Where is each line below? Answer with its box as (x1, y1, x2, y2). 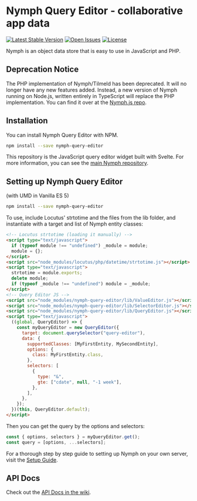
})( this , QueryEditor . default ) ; (11, 406, 91, 412)
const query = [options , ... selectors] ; (6, 439, 107, 445)
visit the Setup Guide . (6, 456, 58, 463)
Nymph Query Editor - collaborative (6, 4, 184, 18)
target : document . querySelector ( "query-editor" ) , (21, 330, 145, 336)
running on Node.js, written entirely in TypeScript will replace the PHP (6, 92, 175, 99)
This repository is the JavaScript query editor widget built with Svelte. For (6, 153, 184, 160)
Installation (6, 116, 48, 126)
